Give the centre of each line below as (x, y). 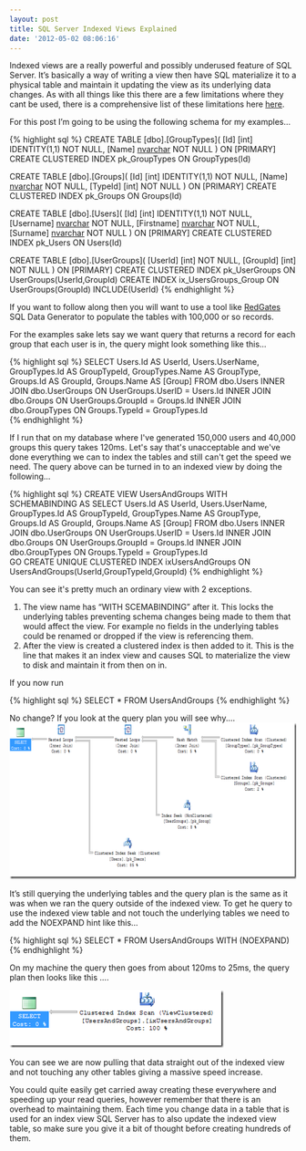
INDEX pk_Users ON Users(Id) (66, 243)
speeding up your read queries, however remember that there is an (135, 1100)
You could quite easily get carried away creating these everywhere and (143, 1090)
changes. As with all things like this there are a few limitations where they (147, 95)
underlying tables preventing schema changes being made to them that (157, 617)
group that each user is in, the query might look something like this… (138, 344)
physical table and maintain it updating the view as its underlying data (140, 85)
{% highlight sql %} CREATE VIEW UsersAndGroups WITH (118, 494)
